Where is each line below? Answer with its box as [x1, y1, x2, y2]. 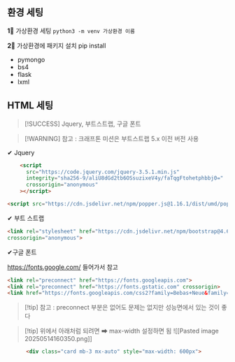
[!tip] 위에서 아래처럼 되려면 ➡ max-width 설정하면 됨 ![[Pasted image [24, 327, 219, 335]
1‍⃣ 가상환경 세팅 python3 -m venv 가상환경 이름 [7, 27, 135, 35]
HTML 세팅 [7, 100, 54, 112]
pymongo [17, 55, 45, 64]
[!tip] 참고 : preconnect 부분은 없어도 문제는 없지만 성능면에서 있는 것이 [24, 303, 220, 312]
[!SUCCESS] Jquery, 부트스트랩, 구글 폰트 [24, 120, 141, 128]
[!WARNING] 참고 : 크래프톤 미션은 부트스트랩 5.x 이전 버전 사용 [24, 134, 199, 143]
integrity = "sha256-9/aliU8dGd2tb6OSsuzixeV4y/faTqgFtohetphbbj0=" [25, 175, 224, 182]
